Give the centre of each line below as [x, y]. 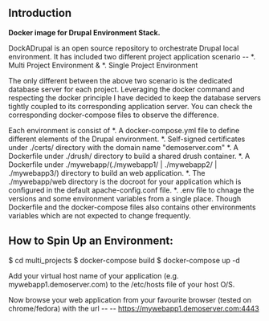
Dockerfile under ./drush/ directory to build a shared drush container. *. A [129, 156]
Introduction [40, 13]
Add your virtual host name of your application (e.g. [94, 275]
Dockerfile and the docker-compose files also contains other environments [132, 207]
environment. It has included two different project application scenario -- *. [132, 56]
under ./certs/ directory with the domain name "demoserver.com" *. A [123, 147]
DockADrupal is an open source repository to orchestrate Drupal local [124, 48]
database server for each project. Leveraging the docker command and [126, 89]
